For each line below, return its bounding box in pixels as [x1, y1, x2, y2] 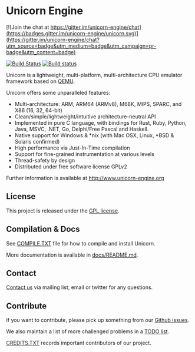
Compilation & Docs [6, 224, 80, 234]
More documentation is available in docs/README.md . [6, 251, 138, 258]
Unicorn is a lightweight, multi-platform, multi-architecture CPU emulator [6, 71, 183, 78]
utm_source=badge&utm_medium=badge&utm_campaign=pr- [6, 42, 157, 49]
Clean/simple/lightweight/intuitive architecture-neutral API [14, 113, 156, 120]
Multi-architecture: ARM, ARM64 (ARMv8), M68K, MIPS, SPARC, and [14, 100, 182, 107]
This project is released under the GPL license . [6, 207, 120, 214]
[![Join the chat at [6, 24, 49, 31]
